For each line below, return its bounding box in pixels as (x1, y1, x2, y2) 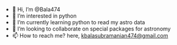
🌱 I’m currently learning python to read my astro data (12, 19, 145, 26)
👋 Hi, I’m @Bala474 (12, 6, 60, 13)
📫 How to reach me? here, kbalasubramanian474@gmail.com (12, 32, 168, 39)
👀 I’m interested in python (12, 12, 77, 19)
